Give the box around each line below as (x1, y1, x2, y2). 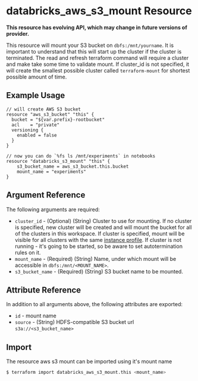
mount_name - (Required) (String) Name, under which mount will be (14, 255, 177, 262)
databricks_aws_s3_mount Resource (6, 4, 192, 18)
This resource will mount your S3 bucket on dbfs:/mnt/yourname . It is (6, 42, 174, 49)
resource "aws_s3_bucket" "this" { (6, 111, 95, 117)
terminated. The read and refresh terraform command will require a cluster (6, 54, 189, 61)
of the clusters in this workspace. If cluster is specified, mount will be (14, 230, 185, 237)
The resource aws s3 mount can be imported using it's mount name (6, 358, 172, 365)
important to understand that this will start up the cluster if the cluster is (6, 48, 182, 55)
